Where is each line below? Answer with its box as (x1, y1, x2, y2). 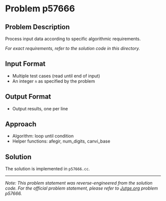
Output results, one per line (12, 105, 68, 111)
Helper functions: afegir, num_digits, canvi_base (12, 138, 110, 144)
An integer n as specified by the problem (12, 78, 95, 84)
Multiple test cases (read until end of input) (12, 73, 100, 79)
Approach (5, 120, 37, 129)
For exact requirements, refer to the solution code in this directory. (5, 46, 140, 51)
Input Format (5, 60, 46, 68)
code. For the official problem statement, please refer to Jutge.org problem (5, 185, 158, 191)
